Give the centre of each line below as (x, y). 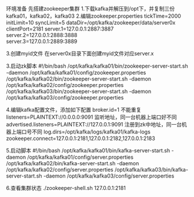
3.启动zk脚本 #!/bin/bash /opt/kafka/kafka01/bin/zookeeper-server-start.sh (97, 66)
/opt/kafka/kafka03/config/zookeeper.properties (65, 98)
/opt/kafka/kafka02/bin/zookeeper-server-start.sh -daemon (79, 79)
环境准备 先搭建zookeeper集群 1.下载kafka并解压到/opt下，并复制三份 (91, 9)
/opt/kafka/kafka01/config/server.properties (81, 157)
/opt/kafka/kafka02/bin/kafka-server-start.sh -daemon (73, 163)
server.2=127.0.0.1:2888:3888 (42, 35)
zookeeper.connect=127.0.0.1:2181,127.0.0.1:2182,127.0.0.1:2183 (81, 138)
